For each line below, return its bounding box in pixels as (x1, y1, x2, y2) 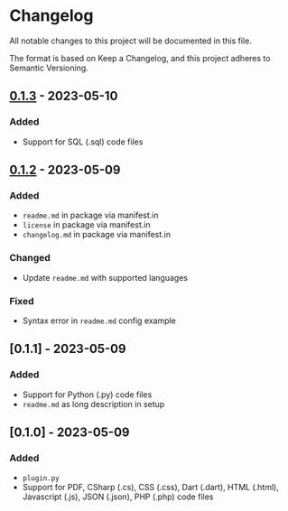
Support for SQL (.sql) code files (22, 136, 144, 147)
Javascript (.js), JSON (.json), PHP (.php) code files (22, 491, 214, 502)
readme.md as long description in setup (22, 398, 165, 409)
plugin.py (22, 474, 60, 483)
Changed (9, 252, 51, 265)
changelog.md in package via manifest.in (22, 229, 172, 240)
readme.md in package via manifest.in (22, 209, 160, 221)
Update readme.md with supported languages (22, 272, 188, 283)
